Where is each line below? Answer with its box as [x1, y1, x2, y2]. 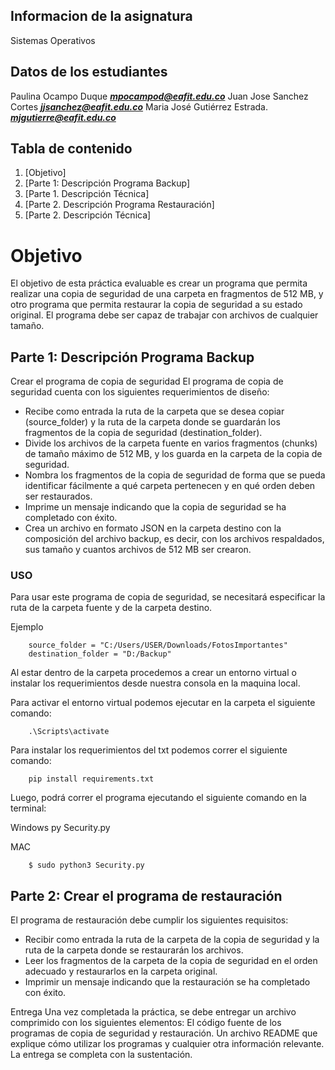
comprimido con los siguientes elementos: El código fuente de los [10, 1017, 282, 1029]
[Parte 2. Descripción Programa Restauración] [24, 199, 215, 211]
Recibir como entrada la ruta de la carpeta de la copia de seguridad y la [24, 934, 320, 946]
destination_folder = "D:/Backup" [28, 649, 172, 659]
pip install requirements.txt [28, 774, 155, 784]
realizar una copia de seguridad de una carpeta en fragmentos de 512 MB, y [10, 288, 324, 300]
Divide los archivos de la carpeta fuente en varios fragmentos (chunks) [24, 437, 318, 449]
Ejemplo [10, 621, 44, 633]
